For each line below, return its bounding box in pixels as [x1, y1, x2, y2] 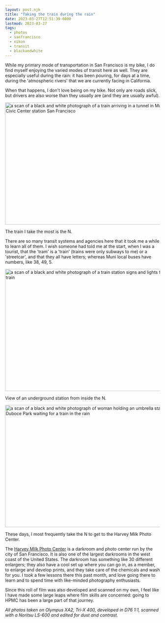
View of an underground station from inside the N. [5, 395, 107, 401]
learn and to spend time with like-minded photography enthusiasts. [5, 577, 141, 583]
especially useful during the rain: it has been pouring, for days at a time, [5, 72, 151, 78]
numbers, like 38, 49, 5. [5, 259, 53, 265]
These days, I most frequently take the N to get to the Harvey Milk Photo [5, 531, 151, 537]
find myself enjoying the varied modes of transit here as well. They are [5, 67, 148, 73]
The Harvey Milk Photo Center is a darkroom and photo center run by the [5, 546, 153, 552]
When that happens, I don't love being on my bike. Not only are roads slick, [5, 87, 157, 93]
